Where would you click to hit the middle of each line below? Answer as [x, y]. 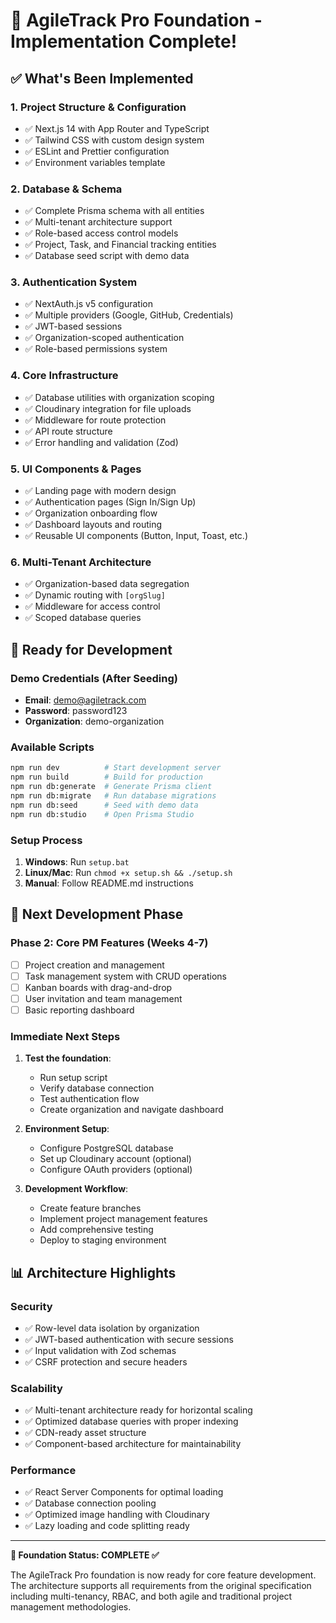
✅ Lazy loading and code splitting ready [107, 1526]
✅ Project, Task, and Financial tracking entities [120, 245]
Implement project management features [123, 1219]
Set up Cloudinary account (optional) [115, 1159]
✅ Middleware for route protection [95, 420]
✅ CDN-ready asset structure [85, 1433]
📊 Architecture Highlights [93, 1272]
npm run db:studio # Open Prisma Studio [102, 814]
